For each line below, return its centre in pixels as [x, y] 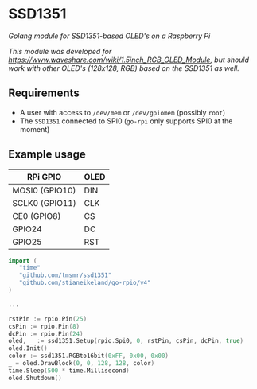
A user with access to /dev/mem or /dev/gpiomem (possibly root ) [123, 112]
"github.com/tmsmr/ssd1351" [65, 275]
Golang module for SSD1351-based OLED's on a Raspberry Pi [109, 36]
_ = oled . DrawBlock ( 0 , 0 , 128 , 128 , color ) [82, 364]
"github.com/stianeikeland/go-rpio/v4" [85, 283]
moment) [35, 129]
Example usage [47, 155]
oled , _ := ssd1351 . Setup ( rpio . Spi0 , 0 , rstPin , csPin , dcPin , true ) [126, 341]
